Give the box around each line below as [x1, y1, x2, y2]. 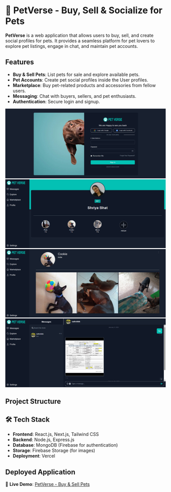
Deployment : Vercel [12, 453, 55, 459]
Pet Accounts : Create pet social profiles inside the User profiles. [12, 76, 149, 83]
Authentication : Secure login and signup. [12, 98, 100, 104]
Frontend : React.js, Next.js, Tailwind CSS [12, 431, 99, 438]
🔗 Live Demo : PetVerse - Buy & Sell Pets [5, 481, 90, 487]
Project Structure [5, 397, 61, 406]
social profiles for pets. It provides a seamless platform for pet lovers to [5, 38, 155, 44]
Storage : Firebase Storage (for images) [12, 448, 96, 454]
